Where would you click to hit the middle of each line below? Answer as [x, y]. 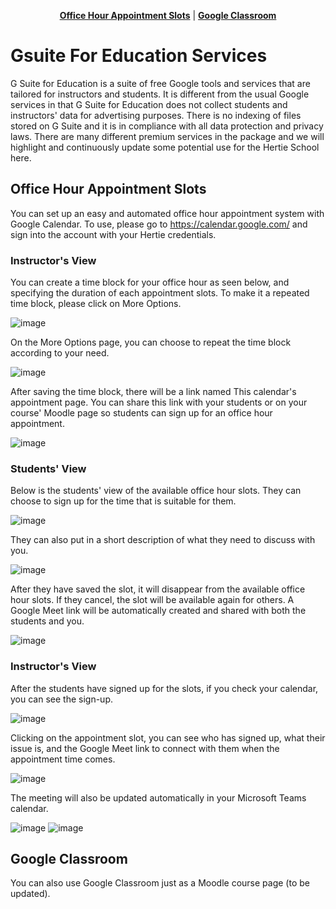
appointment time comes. [63, 759]
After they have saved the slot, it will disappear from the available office [158, 589]
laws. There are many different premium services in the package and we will [167, 136]
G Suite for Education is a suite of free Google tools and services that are [160, 83]
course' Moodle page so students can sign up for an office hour [141, 413]
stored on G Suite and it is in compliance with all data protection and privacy [167, 126]
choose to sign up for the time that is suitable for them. [123, 501]
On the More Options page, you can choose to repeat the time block [151, 342]
